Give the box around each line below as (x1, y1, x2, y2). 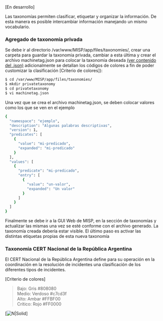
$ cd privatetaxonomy (5, 86, 49, 91)
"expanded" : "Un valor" (26, 186, 75, 191)
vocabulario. (5, 24, 30, 30)
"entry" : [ (18, 173, 40, 178)
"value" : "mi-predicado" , (18, 141, 71, 146)
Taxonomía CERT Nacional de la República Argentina (5, 245, 132, 252)
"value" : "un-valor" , (26, 182, 71, 187)
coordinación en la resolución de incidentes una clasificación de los (5, 262, 141, 267)
